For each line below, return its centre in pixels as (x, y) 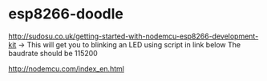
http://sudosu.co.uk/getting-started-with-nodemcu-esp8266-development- (133, 36)
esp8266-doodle (66, 14)
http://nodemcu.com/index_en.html (66, 68)
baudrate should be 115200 (53, 53)
